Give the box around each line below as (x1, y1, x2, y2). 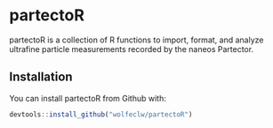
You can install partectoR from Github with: (9, 93, 167, 103)
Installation (9, 70, 73, 85)
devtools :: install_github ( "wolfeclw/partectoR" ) (9, 109, 193, 119)
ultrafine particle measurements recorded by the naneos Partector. (9, 43, 254, 54)
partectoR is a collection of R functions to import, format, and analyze (9, 34, 264, 45)
